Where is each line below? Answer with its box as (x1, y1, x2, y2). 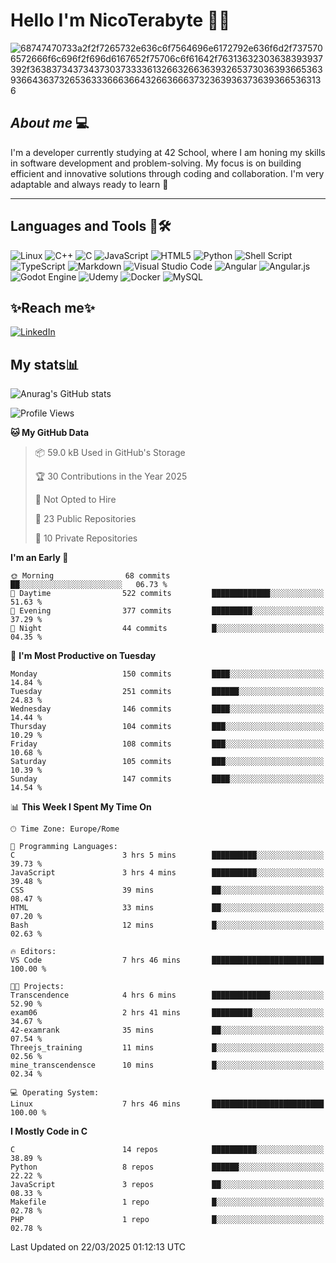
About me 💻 (10, 115, 90, 132)
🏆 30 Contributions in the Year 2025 (34, 470, 188, 483)
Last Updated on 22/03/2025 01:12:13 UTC (10, 1241, 186, 1253)
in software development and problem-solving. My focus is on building (10, 157, 302, 169)
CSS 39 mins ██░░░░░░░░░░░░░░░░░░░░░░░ (10, 885, 325, 896)
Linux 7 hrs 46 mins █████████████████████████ (10, 1099, 325, 1109)
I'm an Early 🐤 (10, 552, 69, 564)
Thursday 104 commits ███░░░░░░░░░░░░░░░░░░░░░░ (10, 722, 325, 732)
